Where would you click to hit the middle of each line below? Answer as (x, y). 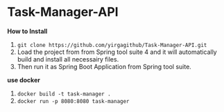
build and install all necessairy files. (68, 59)
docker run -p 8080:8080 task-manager (73, 101)
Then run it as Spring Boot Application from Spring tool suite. (104, 66)
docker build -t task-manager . (64, 94)
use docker (24, 80)
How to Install (27, 31)
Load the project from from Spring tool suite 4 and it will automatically (117, 52)
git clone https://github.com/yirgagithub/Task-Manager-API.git (112, 45)
